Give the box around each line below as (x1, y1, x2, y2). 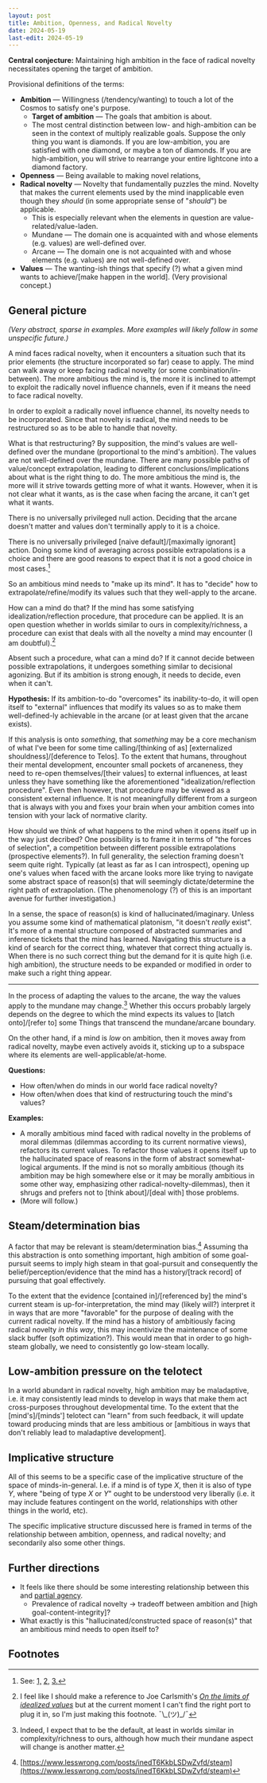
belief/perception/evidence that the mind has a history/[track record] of (8, 1267, 242, 1277)
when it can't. (8, 679, 53, 688)
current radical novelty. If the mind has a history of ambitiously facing (8, 1316, 236, 1326)
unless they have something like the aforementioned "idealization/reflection (8, 777, 256, 787)
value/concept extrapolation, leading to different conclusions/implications (8, 464, 250, 474)
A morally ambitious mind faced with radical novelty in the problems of (19, 1129, 252, 1138)
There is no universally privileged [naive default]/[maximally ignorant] (8, 537, 236, 547)
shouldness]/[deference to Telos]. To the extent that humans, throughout (8, 752, 247, 762)
